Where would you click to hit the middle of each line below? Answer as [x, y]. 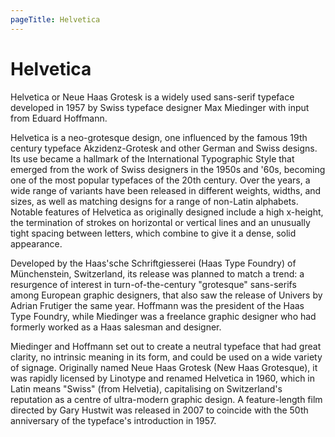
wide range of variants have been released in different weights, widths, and [166, 190]
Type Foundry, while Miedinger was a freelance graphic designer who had [163, 316]
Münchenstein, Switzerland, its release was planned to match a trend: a [157, 273]
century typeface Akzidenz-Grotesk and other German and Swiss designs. [164, 148]
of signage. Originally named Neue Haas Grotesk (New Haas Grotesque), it [164, 367]
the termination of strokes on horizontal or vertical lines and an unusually [160, 222]
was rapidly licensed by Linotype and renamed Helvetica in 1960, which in [163, 378]
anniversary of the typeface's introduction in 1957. [113, 420]
